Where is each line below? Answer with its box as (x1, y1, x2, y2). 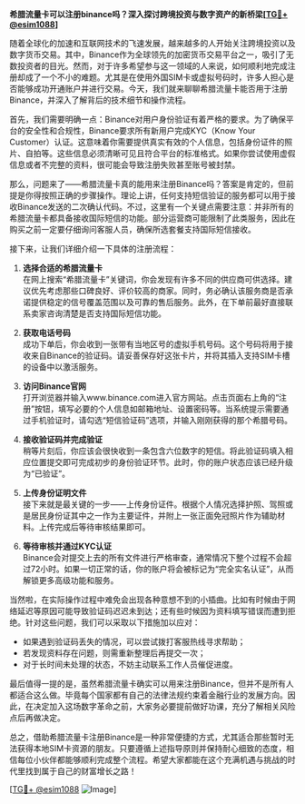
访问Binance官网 (22, 381, 86, 392)
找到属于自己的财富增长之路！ (25, 766, 137, 776)
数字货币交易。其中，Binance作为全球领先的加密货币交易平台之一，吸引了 (9, 49, 287, 60)
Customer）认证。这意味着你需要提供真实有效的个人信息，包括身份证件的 (9, 136, 285, 147)
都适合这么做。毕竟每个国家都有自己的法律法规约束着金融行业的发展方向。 (9, 690, 288, 700)
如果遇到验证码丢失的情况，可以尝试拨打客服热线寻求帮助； (22, 636, 246, 647)
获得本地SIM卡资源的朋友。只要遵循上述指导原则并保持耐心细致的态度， (16, 743, 287, 753)
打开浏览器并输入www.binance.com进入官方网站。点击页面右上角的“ (22, 392, 280, 402)
